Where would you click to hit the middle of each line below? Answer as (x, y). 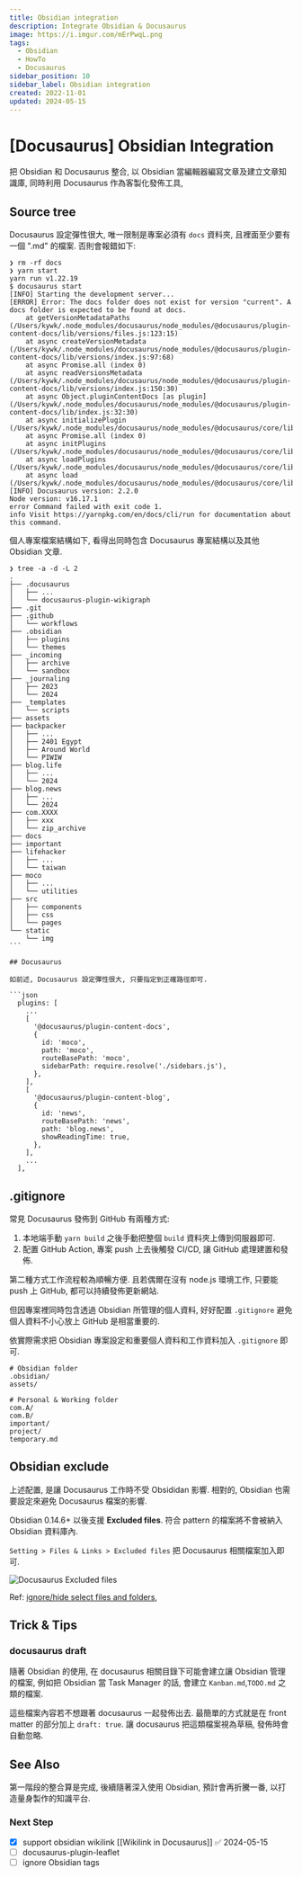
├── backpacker (38, 726)
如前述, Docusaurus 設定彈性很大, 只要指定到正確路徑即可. (109, 980)
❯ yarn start (34, 271)
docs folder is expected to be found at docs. (98, 310)
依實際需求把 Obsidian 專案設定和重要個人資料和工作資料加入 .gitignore (144, 1340)
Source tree (43, 212)
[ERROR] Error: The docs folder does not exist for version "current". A (151, 302)
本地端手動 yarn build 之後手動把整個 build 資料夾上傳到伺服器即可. (149, 1238)
